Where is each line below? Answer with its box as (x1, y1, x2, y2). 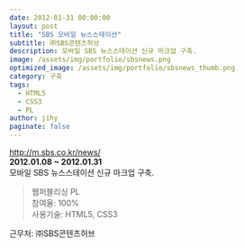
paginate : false (9, 123, 70, 132)
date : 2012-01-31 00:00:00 (9, 13, 111, 23)
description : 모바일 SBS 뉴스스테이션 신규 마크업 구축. (9, 47, 197, 56)
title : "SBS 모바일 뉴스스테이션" (9, 30, 122, 39)
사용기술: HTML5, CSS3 (31, 209, 119, 219)
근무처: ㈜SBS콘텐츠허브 (9, 228, 96, 239)
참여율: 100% (31, 197, 79, 208)
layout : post (9, 22, 59, 31)
